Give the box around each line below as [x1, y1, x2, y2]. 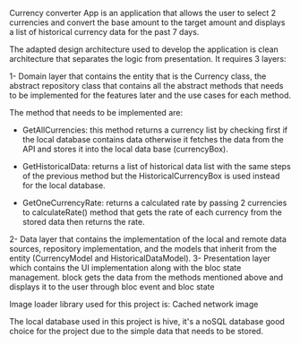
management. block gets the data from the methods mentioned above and [9, 272, 284, 282]
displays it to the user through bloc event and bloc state [9, 281, 215, 292]
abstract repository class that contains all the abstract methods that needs [9, 81, 284, 91]
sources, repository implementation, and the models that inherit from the [9, 244, 278, 254]
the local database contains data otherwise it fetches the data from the [21, 134, 284, 144]
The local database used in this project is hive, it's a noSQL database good [9, 316, 285, 326]
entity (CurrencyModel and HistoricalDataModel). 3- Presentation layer [9, 253, 271, 263]
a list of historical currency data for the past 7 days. [9, 27, 200, 37]
